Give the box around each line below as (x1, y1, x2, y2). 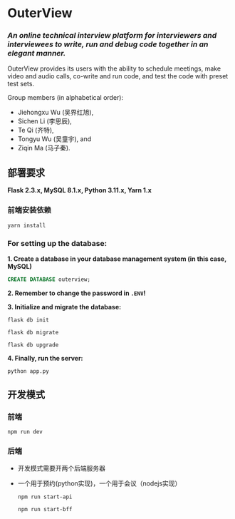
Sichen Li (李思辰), (17, 117, 73, 125)
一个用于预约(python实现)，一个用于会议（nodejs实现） (17, 479, 182, 488)
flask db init (7, 316, 50, 324)
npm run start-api (17, 493, 73, 500)
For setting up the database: (7, 238, 108, 248)
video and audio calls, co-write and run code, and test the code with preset (7, 72, 229, 81)
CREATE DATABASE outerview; (7, 276, 91, 283)
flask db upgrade (7, 341, 59, 349)
